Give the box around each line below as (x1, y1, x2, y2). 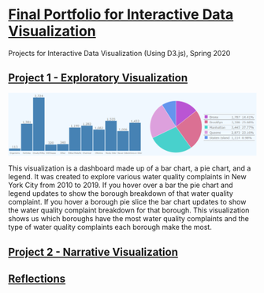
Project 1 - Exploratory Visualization (8, 71, 188, 85)
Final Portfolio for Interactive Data (8, 6, 234, 24)
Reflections (8, 272, 66, 285)
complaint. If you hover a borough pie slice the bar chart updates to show (8, 197, 247, 207)
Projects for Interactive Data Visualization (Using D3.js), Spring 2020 (8, 48, 231, 58)
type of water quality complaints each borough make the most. (8, 223, 213, 232)
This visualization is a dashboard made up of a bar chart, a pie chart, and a (8, 163, 251, 173)
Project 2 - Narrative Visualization (8, 245, 179, 258)
